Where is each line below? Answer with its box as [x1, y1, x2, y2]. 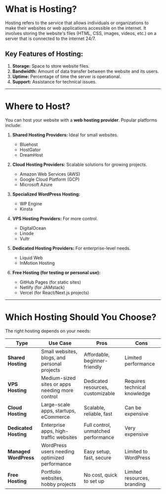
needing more [41, 387, 74, 394]
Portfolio [41, 468, 61, 475]
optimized [41, 454, 64, 461]
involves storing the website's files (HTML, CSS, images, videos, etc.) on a [5, 30, 157, 36]
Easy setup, [83, 448, 111, 455]
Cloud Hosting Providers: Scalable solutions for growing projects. [12, 162, 147, 167]
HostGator [19, 147, 41, 153]
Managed [7, 448, 31, 455]
